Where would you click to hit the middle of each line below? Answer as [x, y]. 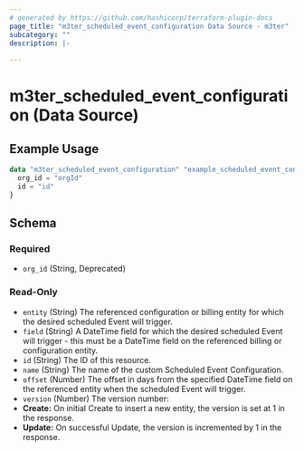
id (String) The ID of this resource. [87, 360]
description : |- [40, 43]
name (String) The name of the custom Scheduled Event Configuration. [153, 369]
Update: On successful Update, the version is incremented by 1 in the [152, 427]
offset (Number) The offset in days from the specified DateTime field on [157, 379]
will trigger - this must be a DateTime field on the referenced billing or [152, 341]
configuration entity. [60, 350]
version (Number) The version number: [95, 398]
